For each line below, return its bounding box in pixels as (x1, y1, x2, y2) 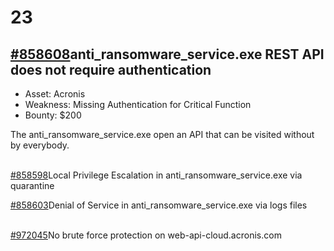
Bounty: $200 (24, 109, 82, 121)
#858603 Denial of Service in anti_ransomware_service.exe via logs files (10, 199, 308, 211)
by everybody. (10, 139, 70, 151)
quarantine (10, 180, 55, 191)
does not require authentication (10, 61, 212, 78)
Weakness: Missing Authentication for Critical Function (24, 99, 252, 110)
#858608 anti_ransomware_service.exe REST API (10, 46, 325, 63)
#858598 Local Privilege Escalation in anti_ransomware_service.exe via (10, 169, 303, 181)
